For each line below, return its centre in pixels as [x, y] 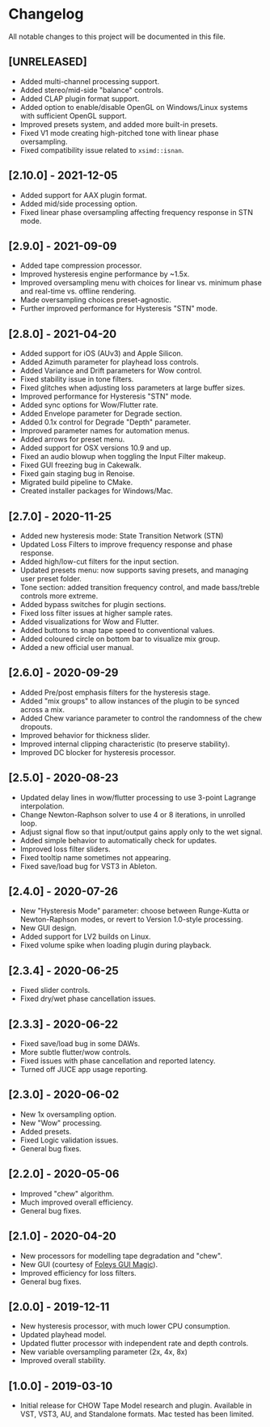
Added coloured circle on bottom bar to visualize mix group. [120, 639]
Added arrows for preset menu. [72, 439]
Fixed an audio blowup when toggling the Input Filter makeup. [123, 457]
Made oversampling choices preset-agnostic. [95, 300]
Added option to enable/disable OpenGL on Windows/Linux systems [134, 107]
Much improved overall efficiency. [76, 1202]
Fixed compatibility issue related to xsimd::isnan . [102, 150]
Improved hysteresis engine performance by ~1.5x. [105, 274]
